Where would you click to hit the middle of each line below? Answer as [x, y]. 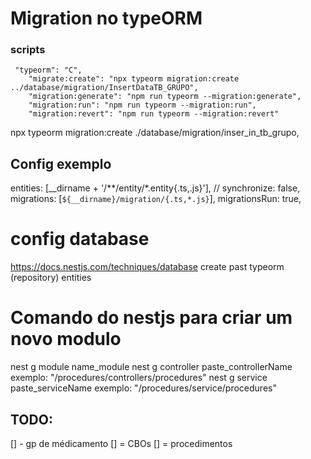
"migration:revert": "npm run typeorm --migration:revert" [154, 114]
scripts [28, 50]
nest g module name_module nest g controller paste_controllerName [151, 367]
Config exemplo [61, 163]
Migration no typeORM [106, 18]
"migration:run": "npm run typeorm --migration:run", [142, 105]
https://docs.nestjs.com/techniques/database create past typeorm [147, 267]
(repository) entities [51, 278]
